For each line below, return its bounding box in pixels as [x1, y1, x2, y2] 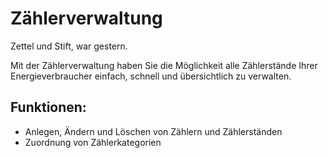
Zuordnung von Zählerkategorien [24, 136, 162, 148]
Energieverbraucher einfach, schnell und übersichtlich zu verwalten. [10, 70, 292, 82]
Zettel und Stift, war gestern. [10, 40, 128, 52]
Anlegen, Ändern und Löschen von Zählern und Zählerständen [24, 125, 283, 137]
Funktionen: [10, 99, 87, 116]
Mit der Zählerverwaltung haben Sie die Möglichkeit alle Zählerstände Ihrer [10, 59, 318, 71]
